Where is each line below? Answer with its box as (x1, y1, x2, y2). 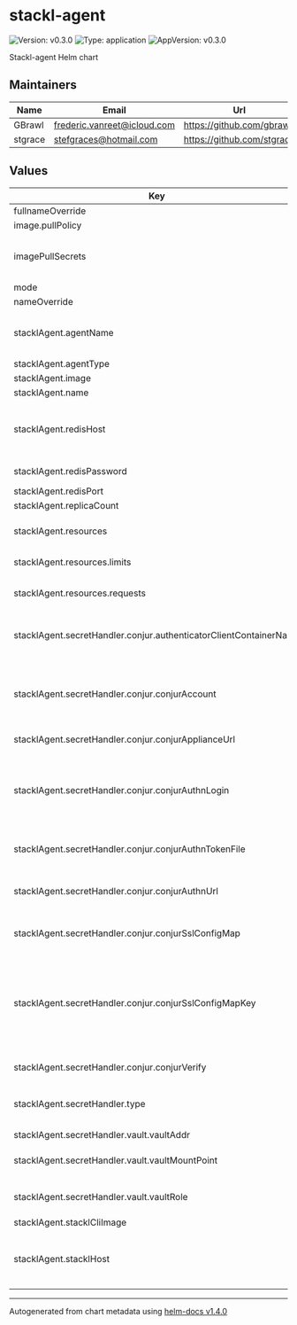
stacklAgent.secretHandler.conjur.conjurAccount (13, 688, 217, 700)
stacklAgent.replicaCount (13, 499, 119, 511)
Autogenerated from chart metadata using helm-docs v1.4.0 (9, 1306, 228, 1316)
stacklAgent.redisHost (13, 423, 106, 435)
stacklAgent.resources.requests (13, 587, 146, 599)
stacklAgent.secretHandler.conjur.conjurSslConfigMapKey (13, 996, 256, 1009)
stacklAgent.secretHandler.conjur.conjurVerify (13, 1061, 207, 1073)
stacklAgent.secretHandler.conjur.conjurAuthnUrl (13, 885, 219, 897)
